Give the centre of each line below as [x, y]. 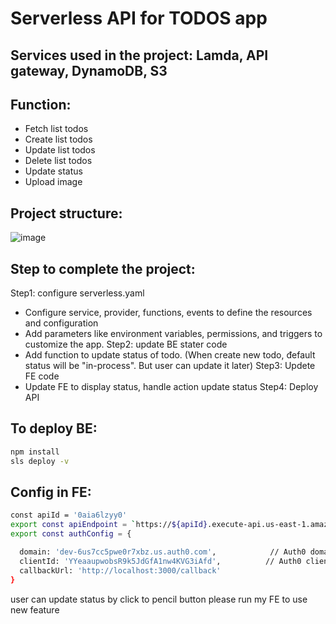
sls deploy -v [40, 461]
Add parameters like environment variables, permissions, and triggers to [173, 334]
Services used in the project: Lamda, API [139, 55]
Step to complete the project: [103, 268]
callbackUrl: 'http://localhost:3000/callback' [120, 570]
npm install [35, 452]
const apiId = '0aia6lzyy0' [69, 515]
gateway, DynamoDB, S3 [89, 70]
